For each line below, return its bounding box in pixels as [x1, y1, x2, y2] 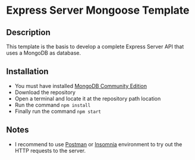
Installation [6, 67, 49, 77]
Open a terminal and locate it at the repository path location [14, 95, 161, 102]
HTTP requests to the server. [14, 147, 86, 154]
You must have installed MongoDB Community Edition [14, 82, 147, 89]
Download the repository [14, 89, 76, 96]
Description [6, 27, 51, 37]
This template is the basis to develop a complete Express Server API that [6, 43, 184, 50]
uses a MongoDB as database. [6, 49, 81, 57]
